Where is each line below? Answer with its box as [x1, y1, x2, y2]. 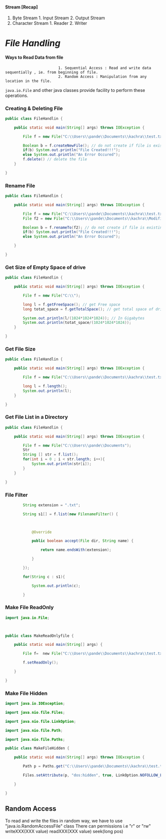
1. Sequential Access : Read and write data [58, 65, 152, 71]
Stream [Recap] [5, 4, 38, 10]
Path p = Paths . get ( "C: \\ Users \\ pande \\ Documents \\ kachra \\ [23, 764, 149, 769]
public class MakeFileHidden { [5, 746, 70, 751]
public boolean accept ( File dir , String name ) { [31, 538, 134, 543]
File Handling [5, 38, 61, 49]
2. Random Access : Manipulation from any [58, 74, 147, 79]
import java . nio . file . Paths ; [5, 737, 65, 742]
